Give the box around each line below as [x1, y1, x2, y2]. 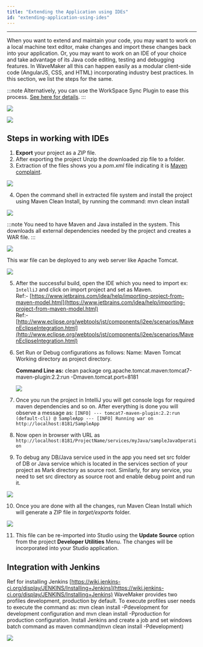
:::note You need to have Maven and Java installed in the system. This [7, 221, 180, 228]
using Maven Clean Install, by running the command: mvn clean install [15, 198, 189, 205]
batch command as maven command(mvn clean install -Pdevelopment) [7, 623, 184, 630]
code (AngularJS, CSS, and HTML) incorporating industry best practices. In [7, 69, 194, 76]
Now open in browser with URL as [15, 432, 100, 439]
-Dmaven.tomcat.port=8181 [70, 373, 139, 380]
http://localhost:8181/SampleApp [15, 421, 100, 427]
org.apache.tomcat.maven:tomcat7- [102, 367, 192, 374]
